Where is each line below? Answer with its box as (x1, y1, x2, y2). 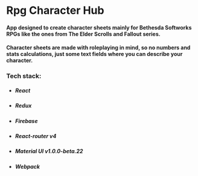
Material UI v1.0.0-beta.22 (14, 148, 83, 155)
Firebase (14, 117, 38, 124)
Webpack (14, 163, 40, 170)
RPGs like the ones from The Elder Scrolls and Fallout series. (6, 30, 161, 37)
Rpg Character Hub (6, 4, 104, 17)
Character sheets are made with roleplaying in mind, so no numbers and (6, 44, 191, 51)
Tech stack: (6, 72, 42, 80)
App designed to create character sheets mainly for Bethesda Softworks (6, 24, 192, 31)
